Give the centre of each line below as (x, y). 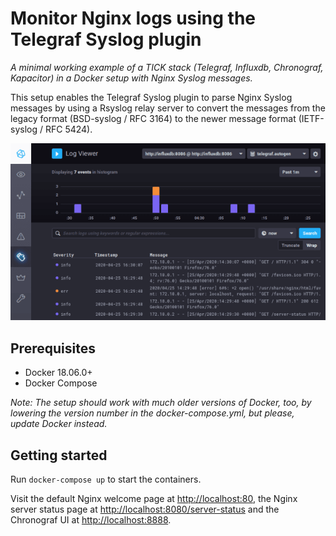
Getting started (59, 455)
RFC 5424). (68, 129)
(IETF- (311, 118)
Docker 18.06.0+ (58, 373)
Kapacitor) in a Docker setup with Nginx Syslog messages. (131, 78)
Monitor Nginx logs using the (133, 18)
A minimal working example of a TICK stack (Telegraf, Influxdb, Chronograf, (167, 67)
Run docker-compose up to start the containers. (106, 479)
